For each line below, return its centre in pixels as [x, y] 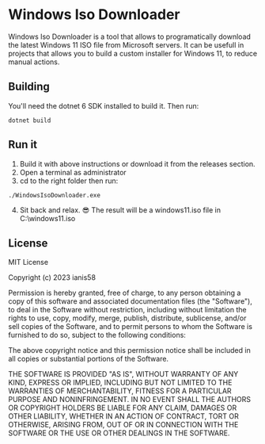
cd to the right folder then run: [69, 181]
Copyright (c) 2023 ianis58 [52, 277]
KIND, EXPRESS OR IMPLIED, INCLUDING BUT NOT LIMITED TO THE [120, 383]
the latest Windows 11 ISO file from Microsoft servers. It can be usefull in [126, 44]
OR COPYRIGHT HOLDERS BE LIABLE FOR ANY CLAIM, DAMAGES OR [123, 408]
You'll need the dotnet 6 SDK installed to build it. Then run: [104, 105]
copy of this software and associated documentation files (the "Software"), [131, 301]
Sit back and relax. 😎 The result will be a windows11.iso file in [120, 210]
